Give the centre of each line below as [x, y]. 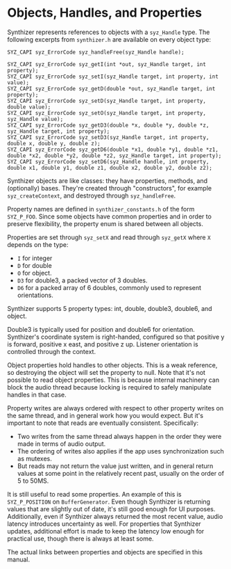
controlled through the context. [51, 351]
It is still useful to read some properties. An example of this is [94, 494]
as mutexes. [34, 458]
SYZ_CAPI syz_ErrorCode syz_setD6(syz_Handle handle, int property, [108, 161]
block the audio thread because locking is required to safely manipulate [109, 387]
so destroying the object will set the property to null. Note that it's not [106, 372]
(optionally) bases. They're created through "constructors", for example [110, 188]
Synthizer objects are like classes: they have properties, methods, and [108, 181]
